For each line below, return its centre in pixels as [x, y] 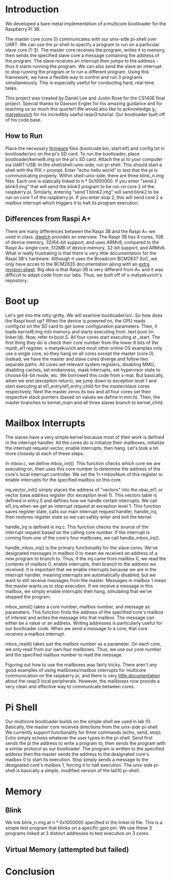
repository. [17, 280]
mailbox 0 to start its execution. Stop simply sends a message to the [77, 759]
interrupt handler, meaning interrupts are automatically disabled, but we [81, 575]
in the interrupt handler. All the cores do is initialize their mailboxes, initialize [85, 443]
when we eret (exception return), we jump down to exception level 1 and [81, 381]
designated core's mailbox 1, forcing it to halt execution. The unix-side [79, 765]
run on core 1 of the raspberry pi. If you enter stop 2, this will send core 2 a [84, 197]
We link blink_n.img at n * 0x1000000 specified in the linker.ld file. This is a [84, 823]
